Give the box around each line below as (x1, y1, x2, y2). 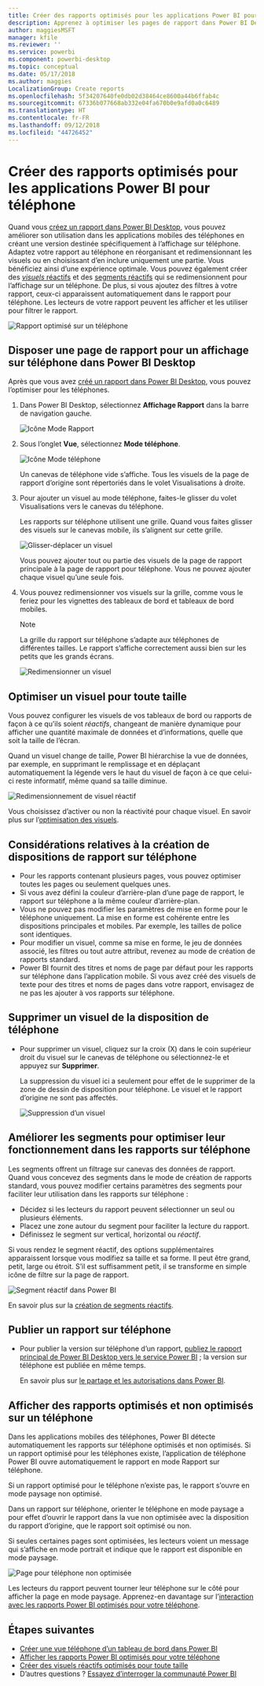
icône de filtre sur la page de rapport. (8, 1270, 130, 1279)
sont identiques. (19, 930, 72, 939)
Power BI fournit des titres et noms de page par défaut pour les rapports (19, 963, 254, 972)
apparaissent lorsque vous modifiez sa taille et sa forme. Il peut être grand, (8, 1253, 251, 1263)
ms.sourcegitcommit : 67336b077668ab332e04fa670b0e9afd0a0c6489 (8, 99, 220, 107)
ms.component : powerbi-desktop (8, 56, 111, 64)
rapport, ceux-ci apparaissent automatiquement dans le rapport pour (8, 289, 232, 298)
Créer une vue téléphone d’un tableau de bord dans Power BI (19, 1644, 218, 1654)
